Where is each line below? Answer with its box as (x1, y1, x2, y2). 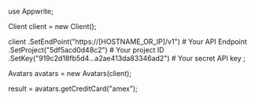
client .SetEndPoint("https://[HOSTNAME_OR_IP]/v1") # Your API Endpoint (8, 37, 248, 46)
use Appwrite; (8, 7, 54, 16)
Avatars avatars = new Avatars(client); (8, 69, 132, 78)
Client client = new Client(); (8, 22, 97, 31)
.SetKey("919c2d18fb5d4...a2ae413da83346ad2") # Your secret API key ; (8, 54, 246, 63)
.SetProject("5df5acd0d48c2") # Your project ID (8, 45, 164, 54)
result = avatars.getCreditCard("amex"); (8, 84, 138, 93)
